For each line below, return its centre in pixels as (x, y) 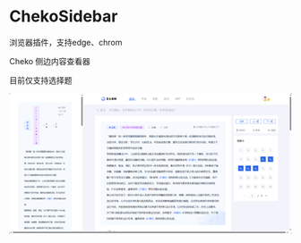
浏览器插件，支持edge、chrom (66, 42)
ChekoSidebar (64, 17)
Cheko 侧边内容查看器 (50, 61)
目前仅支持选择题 (41, 80)
